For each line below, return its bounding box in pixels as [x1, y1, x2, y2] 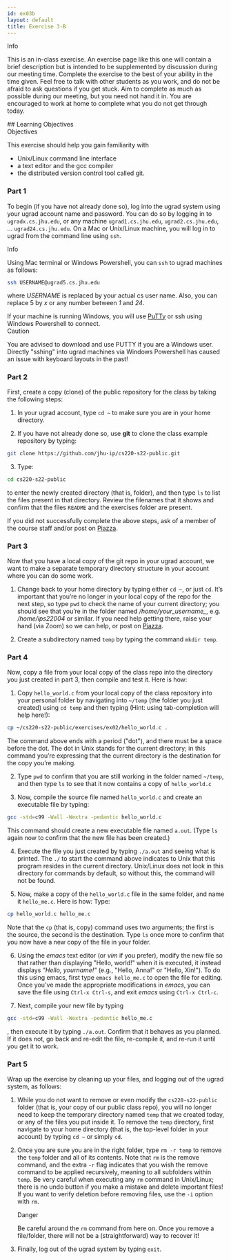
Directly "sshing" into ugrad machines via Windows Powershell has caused [7, 347, 221, 356]
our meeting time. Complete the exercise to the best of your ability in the [7, 70, 213, 78]
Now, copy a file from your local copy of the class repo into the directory [7, 668, 213, 677]
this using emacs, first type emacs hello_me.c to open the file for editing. [17, 973, 223, 981]
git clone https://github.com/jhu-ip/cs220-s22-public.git [7, 450, 181, 457]
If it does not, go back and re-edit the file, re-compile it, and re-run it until [7, 1034, 216, 1043]
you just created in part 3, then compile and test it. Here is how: [7, 675, 188, 684]
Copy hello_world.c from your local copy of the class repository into [17, 689, 212, 697]
